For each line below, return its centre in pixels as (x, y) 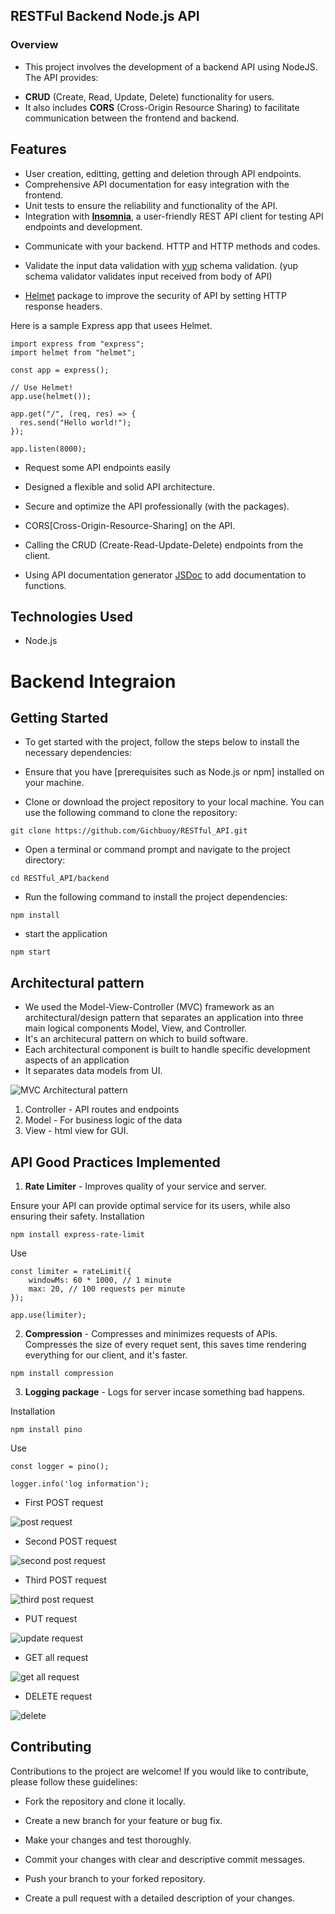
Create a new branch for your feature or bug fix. (123, 1820)
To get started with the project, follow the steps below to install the (162, 742)
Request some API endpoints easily (97, 467)
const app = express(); (60, 370)
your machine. (54, 783)
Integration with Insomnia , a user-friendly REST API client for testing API (174, 216)
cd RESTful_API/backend (60, 879)
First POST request (64, 1502)
